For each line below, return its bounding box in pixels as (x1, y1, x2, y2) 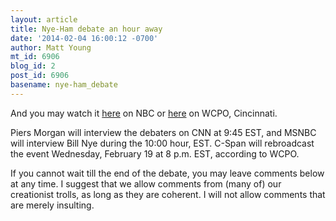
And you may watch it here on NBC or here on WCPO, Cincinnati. (10, 107, 278, 119)
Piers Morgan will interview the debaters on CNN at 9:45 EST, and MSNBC (10, 126, 317, 138)
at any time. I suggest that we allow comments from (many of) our (10, 177, 282, 190)
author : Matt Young (10, 42, 92, 53)
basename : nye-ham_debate (10, 80, 118, 90)
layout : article (10, 14, 78, 25)
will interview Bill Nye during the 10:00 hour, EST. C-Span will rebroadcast (10, 137, 315, 149)
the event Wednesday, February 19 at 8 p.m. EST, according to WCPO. (10, 147, 300, 160)
